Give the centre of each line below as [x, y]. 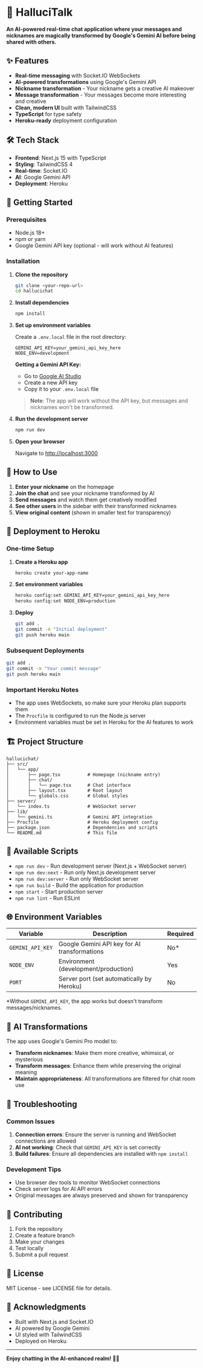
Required [180, 934]
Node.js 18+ [30, 233]
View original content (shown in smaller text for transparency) [93, 512]
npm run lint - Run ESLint [47, 898]
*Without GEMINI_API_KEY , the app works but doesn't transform [85, 1001]
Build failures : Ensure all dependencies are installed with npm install [101, 1153]
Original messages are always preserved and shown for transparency [101, 1195]
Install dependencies [42, 303]
